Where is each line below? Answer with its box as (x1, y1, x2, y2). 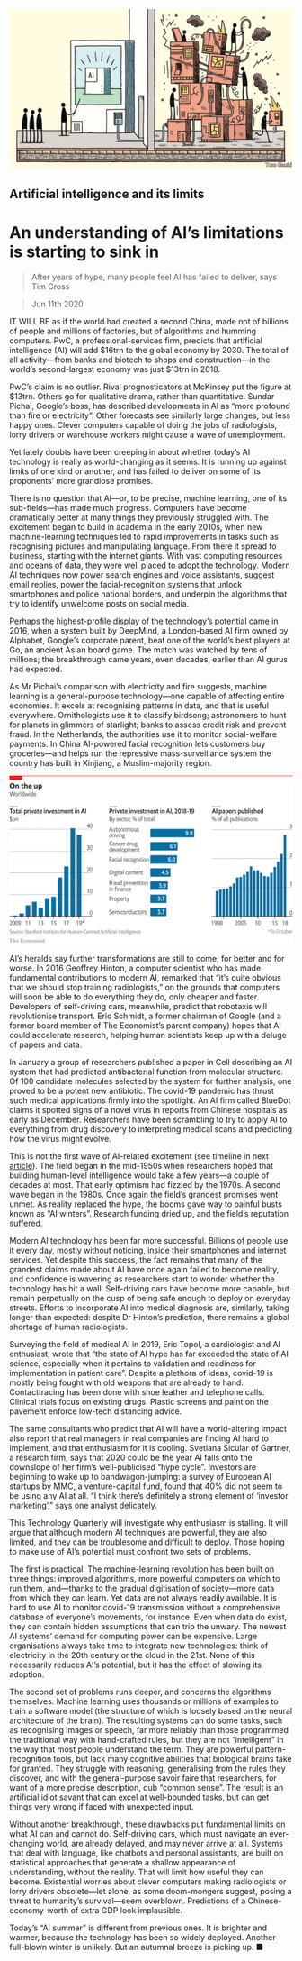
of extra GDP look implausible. (70, 1904, 182, 1915)
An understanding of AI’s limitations (9, 223, 285, 243)
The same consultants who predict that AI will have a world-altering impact (9, 1423, 288, 1434)
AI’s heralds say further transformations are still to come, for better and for (9, 953, 285, 963)
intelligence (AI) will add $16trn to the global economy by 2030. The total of (9, 344, 289, 355)
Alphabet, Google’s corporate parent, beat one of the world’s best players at (9, 634, 290, 645)
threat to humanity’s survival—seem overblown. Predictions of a (9, 1895, 246, 1906)
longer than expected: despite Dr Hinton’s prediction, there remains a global (9, 1311, 290, 1322)
